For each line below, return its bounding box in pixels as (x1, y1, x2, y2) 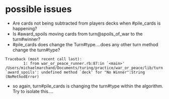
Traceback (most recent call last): (5, 56, 82, 61)
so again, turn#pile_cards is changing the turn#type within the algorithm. (12, 83, 163, 89)
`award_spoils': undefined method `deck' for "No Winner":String (5, 69, 145, 75)
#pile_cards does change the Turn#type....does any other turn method (12, 41, 158, 47)
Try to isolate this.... (12, 88, 54, 94)
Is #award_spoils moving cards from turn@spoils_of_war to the (12, 31, 143, 37)
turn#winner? (12, 36, 41, 42)
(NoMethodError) (5, 74, 39, 79)
